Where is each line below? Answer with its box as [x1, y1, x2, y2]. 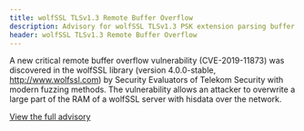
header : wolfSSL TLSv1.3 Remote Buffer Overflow [9, 30, 198, 39]
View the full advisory [9, 111, 91, 123]
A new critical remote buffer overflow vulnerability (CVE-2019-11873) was [9, 55, 285, 66]
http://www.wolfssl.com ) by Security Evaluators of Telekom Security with [9, 75, 284, 86]
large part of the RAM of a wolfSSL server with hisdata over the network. [9, 94, 282, 105]
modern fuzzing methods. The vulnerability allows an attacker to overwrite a [9, 84, 296, 96]
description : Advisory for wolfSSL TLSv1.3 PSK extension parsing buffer [9, 22, 296, 31]
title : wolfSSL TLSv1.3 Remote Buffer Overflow [9, 13, 194, 23]
